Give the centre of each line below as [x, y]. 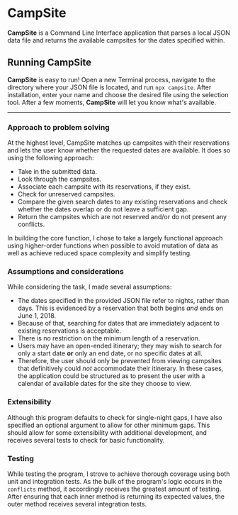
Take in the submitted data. [57, 172]
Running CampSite [50, 63]
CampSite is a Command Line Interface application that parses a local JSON [119, 33]
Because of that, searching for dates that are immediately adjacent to [118, 323]
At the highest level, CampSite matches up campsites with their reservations [119, 143]
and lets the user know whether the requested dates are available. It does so [119, 150]
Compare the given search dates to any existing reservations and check [123, 202]
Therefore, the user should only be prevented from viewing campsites [119, 361]
